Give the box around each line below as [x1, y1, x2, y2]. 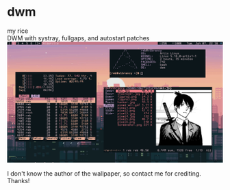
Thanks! [7, 176, 30, 185]
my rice [7, 27, 29, 35]
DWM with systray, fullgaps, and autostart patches [7, 33, 150, 42]
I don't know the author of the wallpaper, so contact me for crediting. [7, 169, 202, 178]
